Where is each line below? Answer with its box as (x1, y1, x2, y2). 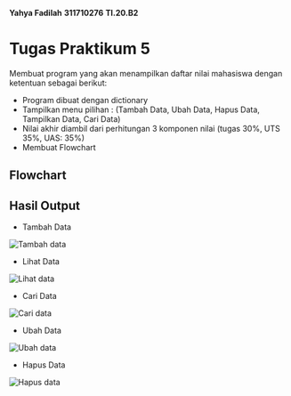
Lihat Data (21, 256, 61, 267)
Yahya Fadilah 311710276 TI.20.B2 (9, 8, 139, 18)
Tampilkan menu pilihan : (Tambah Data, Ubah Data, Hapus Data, (21, 104, 261, 115)
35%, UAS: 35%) (21, 133, 85, 143)
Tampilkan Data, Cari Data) (21, 113, 121, 124)
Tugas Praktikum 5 (9, 39, 151, 59)
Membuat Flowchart (21, 141, 96, 152)
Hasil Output (9, 198, 80, 213)
